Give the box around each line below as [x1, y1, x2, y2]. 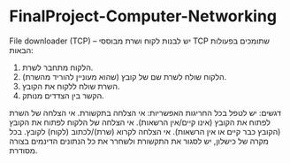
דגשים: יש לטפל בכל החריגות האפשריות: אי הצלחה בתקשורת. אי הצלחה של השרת [9, 107, 281, 118]
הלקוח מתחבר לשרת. [21, 62, 94, 73]
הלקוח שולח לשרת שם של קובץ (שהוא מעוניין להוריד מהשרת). [21, 71, 227, 81]
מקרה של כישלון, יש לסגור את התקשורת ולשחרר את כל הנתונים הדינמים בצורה [9, 136, 270, 146]
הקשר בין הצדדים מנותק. [21, 90, 104, 101]
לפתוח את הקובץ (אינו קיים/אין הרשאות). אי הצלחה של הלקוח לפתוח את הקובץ [9, 117, 271, 128]
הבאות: [9, 44, 34, 55]
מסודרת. [9, 144, 38, 156]
